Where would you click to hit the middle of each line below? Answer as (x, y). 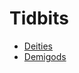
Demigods (45, 56)
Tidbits (39, 18)
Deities (38, 46)
